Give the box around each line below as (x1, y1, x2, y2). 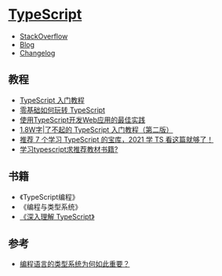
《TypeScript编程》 (19, 192, 79, 201)
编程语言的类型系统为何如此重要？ (19, 259, 130, 269)
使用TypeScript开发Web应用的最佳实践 (19, 115, 146, 124)
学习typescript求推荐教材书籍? (19, 144, 118, 154)
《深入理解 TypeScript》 (19, 212, 95, 221)
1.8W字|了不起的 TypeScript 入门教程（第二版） (19, 124, 173, 134)
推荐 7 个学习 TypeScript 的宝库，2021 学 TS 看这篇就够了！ (19, 134, 214, 144)
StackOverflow (19, 31, 68, 41)
